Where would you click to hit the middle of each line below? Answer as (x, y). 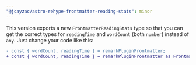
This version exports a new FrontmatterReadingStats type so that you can (94, 28)
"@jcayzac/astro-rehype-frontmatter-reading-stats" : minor (79, 11)
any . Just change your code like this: (50, 40)
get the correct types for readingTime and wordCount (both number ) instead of (98, 34)
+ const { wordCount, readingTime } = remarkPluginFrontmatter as (88, 56)
